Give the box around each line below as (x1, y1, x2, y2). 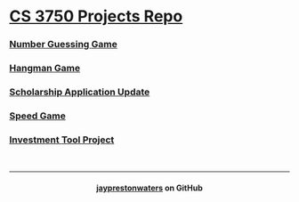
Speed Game (9, 109, 67, 122)
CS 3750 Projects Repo (9, 6, 183, 27)
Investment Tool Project (9, 133, 115, 146)
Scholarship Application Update (9, 85, 150, 98)
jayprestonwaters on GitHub (96, 182, 203, 193)
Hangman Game (9, 62, 81, 75)
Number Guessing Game (9, 38, 117, 51)
